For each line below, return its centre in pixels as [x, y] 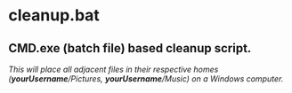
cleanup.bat [54, 15]
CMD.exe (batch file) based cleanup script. [130, 48]
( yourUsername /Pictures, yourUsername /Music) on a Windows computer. [146, 79]
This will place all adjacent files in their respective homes [114, 69]
